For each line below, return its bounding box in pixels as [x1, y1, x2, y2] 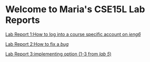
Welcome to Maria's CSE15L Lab [5, 4, 145, 15]
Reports [5, 14, 40, 26]
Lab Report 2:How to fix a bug [5, 41, 69, 47]
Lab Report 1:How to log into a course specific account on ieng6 [5, 31, 141, 37]
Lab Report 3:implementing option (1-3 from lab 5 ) [5, 51, 112, 57]
